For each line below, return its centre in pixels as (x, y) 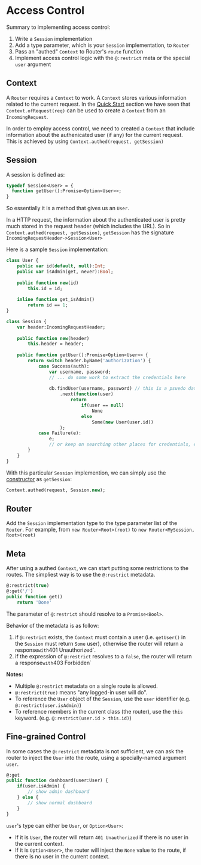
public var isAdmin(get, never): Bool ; (65, 272)
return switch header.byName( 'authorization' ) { (89, 361)
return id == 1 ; (48, 305)
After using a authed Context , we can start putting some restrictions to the (98, 568)
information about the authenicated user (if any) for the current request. (95, 135)
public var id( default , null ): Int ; (61, 266)
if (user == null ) (103, 405)
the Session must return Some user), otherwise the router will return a (99, 643)
